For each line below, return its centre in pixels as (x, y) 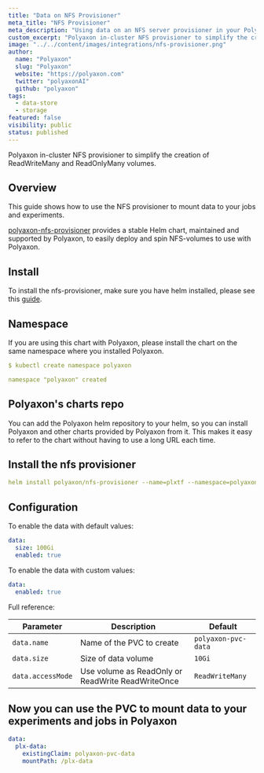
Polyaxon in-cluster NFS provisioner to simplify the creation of (109, 155)
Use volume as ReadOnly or (131, 671)
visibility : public (40, 125)
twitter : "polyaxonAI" (52, 81)
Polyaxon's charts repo (66, 405)
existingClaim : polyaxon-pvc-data (79, 754)
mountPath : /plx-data (57, 761)
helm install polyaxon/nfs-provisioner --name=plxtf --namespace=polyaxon (133, 483)
